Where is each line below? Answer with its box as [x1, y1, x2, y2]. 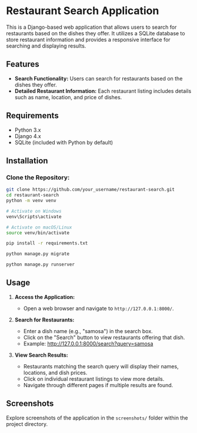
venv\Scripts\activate [6, 213, 62, 220]
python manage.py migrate [6, 251, 69, 257]
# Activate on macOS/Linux [6, 224, 72, 230]
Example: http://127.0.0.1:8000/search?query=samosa [23, 340, 153, 347]
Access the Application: [14, 293, 75, 300]
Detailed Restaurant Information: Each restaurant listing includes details [14, 87, 192, 95]
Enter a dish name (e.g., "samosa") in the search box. [23, 327, 153, 334]
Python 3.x [14, 126, 41, 133]
